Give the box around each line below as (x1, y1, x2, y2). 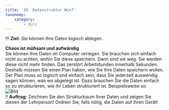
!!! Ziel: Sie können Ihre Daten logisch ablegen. (5, 35, 103, 42)
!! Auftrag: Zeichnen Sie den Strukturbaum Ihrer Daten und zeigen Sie (5, 94, 152, 100)
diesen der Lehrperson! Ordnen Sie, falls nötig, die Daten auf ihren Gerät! (5, 99, 158, 105)
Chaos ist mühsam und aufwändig (5, 45, 79, 51)
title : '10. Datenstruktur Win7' (5, 7, 76, 13)
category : (14, 17, 36, 22)
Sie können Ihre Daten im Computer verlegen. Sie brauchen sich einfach (5, 51, 156, 57)
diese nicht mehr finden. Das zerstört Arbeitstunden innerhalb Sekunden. (5, 61, 158, 67)
